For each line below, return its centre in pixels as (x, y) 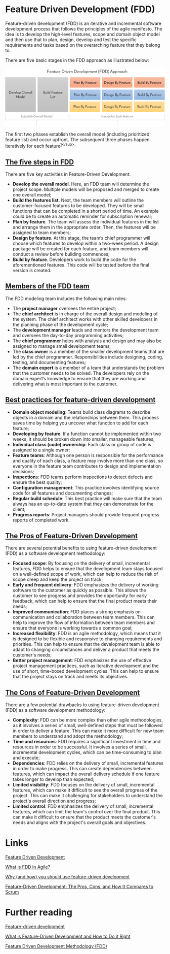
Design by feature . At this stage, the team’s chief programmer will (81, 238)
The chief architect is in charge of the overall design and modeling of (85, 314)
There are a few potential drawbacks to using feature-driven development (82, 705)
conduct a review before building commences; (61, 254)
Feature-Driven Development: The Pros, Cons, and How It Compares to (79, 886)
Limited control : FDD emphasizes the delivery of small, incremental (83, 806)
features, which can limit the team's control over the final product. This (86, 812)
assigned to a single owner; (41, 450)
